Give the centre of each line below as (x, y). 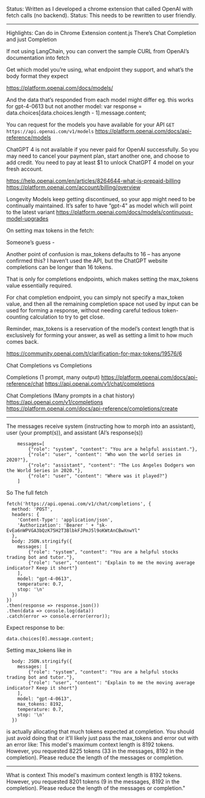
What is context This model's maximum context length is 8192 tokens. (94, 775)
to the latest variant (31, 212)
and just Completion (31, 39)
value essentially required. (39, 286)
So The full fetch (27, 493)
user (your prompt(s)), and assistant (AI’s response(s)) (75, 433)
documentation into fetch (38, 58)
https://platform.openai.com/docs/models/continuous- (124, 212)
